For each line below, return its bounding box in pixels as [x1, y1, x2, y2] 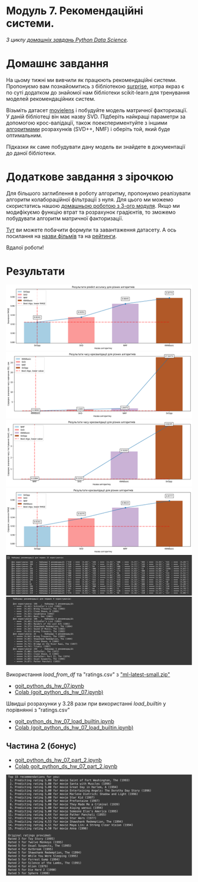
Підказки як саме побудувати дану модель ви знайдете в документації [6, 143, 186, 150]
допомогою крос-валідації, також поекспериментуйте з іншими [6, 119, 168, 126]
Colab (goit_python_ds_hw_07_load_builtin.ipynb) [14, 724, 134, 731]
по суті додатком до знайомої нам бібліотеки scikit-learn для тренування [6, 89, 190, 96]
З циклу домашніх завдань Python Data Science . [6, 36, 128, 43]
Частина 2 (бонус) [6, 741, 77, 751]
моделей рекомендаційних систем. [6, 95, 95, 102]
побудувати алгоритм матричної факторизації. [6, 214, 124, 222]
